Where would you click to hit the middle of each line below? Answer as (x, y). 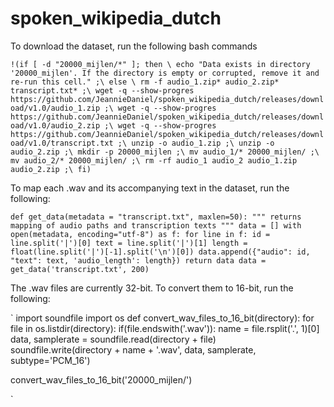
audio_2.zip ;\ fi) (51, 169)
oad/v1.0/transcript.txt (62, 143)
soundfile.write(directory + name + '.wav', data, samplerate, (133, 349)
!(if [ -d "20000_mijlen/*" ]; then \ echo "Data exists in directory (160, 64)
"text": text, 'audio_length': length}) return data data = (138, 260)
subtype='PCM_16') (50, 360)
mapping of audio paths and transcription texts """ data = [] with (156, 225)
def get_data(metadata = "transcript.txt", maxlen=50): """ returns (156, 217)
